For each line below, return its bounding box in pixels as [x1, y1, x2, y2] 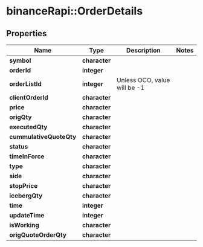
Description [126, 47, 161, 54]
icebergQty [9, 191, 43, 200]
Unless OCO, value [117, 76, 170, 84]
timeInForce [9, 152, 45, 161]
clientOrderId [9, 94, 48, 101]
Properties [6, 28, 47, 39]
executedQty [9, 123, 48, 131]
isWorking [9, 221, 39, 229]
